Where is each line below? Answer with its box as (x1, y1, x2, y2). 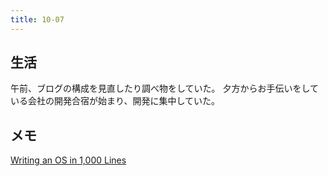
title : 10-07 (10, 14, 65, 25)
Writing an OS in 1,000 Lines (10, 154, 127, 166)
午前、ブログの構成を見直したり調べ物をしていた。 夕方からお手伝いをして (10, 82, 320, 95)
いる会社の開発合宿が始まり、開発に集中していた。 (10, 95, 221, 107)
